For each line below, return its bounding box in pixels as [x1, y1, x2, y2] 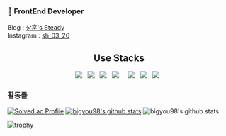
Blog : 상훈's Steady [7, 23, 65, 32]
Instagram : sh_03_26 [7, 31, 70, 40]
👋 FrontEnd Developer [7, 6, 84, 16]
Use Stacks [93, 52, 145, 64]
